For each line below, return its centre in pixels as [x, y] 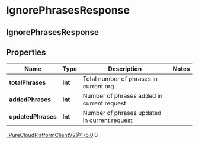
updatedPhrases [33, 117]
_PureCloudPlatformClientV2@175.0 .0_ [53, 135]
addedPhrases [30, 100]
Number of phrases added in [123, 96]
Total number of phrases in [120, 79]
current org [98, 87]
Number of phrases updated [122, 113]
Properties [26, 52]
